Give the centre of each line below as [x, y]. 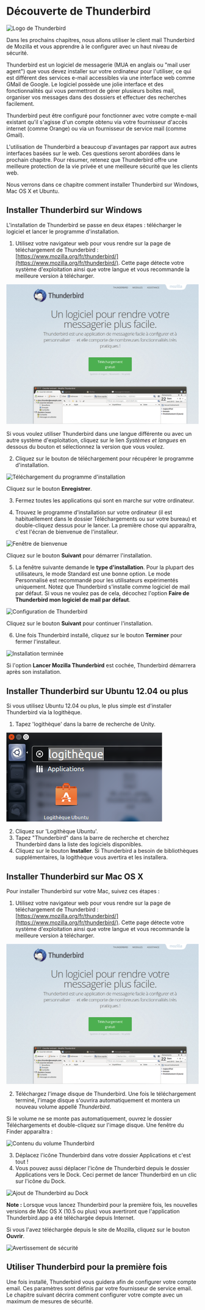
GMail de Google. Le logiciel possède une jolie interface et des [85, 84]
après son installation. [34, 672]
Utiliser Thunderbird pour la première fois [87, 1267]
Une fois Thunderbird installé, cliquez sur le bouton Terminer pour [99, 635]
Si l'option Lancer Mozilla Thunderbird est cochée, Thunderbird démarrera [101, 665]
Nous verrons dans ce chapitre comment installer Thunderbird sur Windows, [103, 184]
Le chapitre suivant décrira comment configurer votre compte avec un [95, 1295]
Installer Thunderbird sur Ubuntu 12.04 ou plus [97, 691]
